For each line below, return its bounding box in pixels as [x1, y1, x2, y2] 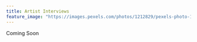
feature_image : [6, 14, 43, 20]
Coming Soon [6, 29, 39, 36]
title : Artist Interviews [6, 8, 69, 14]
